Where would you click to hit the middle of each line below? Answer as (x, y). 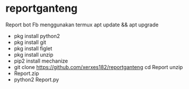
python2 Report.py (36, 79)
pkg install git (30, 42)
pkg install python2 (37, 36)
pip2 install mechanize (41, 61)
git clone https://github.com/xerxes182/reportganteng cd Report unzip (98, 67)
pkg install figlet (33, 48)
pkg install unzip (34, 54)
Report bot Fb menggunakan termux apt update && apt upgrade (82, 25)
